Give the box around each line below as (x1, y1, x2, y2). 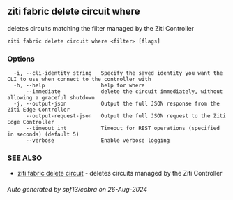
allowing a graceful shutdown (7, 94, 96, 101)
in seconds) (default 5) (7, 131, 80, 138)
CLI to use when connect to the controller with (7, 76, 151, 83)
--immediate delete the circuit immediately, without (25, 88, 223, 95)
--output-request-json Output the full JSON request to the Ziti (25, 113, 227, 120)
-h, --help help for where (13, 82, 145, 90)
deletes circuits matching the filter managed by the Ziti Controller (7, 24, 194, 32)
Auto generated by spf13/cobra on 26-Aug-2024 (7, 185, 148, 193)
